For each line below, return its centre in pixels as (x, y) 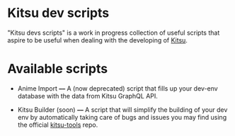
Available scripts (58, 69)
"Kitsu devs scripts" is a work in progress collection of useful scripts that (114, 33)
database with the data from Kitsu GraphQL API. (87, 96)
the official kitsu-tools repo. (58, 125)
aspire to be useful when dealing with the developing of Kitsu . (97, 40)
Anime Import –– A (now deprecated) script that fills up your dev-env (117, 88)
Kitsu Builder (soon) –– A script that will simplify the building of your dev (122, 109)
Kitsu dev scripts (58, 13)
